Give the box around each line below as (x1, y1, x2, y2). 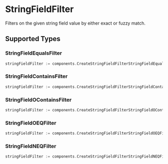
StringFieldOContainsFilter (5, 96, 72, 103)
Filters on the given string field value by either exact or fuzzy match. (5, 20, 146, 26)
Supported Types (5, 35, 61, 43)
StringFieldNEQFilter (5, 142, 56, 149)
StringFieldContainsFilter (5, 73, 68, 80)
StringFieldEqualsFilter (5, 50, 62, 57)
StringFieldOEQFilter (5, 119, 56, 126)
